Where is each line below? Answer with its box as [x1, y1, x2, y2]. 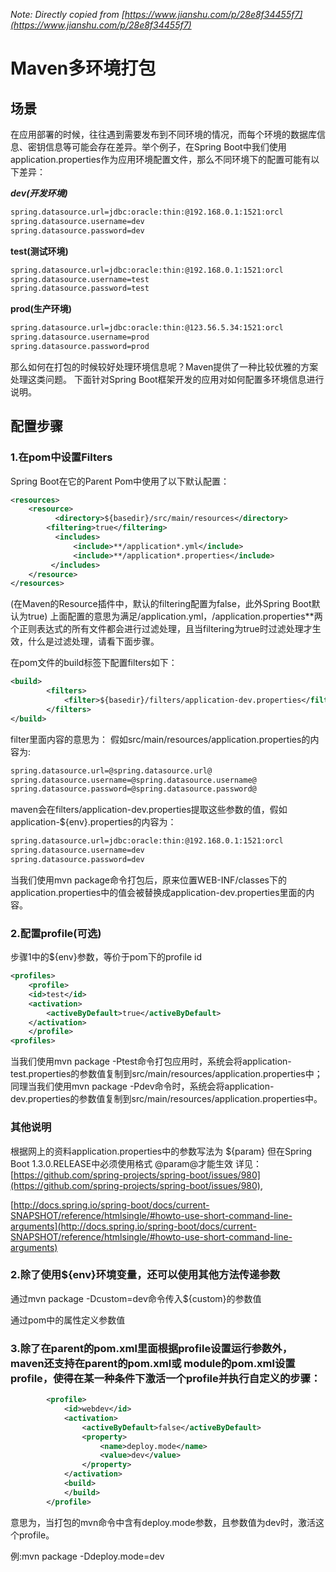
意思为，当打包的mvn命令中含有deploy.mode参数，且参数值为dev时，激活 [10, 1516, 317, 1528]
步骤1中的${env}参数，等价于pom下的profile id [10, 951, 202, 963]
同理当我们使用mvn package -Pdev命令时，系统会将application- [10, 1080, 275, 1093]
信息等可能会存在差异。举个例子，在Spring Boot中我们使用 [44, 141, 287, 153]
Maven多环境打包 [10, 57, 157, 80]
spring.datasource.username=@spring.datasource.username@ [10, 775, 257, 785]
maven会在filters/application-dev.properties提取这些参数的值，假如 [10, 804, 288, 816]
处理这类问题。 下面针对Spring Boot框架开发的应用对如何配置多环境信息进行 [10, 373, 325, 385]
